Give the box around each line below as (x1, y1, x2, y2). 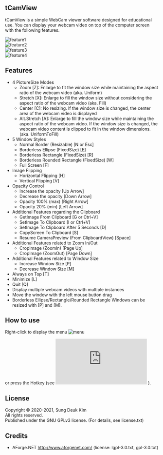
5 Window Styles (12, 136, 46, 142)
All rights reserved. (5, 412, 43, 418)
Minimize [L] (12, 276, 37, 282)
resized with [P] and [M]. (12, 302, 62, 308)
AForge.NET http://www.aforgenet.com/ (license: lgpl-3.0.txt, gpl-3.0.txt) (12, 445, 159, 451)
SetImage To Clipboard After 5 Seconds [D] (19, 224, 107, 230)
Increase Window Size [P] (19, 260, 72, 266)
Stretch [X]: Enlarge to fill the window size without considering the (19, 95, 152, 100)
